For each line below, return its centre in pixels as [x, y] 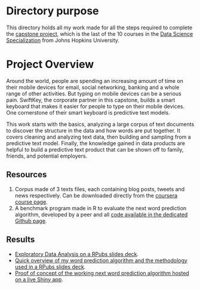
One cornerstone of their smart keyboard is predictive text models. [88, 112]
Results [21, 240]
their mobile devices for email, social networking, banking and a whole [93, 87]
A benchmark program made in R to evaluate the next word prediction [101, 208]
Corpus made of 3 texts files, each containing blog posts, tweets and [100, 189]
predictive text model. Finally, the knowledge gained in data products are [96, 143]
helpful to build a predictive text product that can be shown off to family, [95, 149]
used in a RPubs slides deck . [50, 266]
